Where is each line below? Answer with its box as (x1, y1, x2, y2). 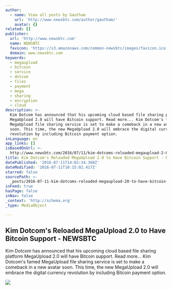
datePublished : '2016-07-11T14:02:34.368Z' (5, 160, 100, 165)
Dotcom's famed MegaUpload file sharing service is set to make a (5, 259, 145, 265)
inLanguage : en (5, 136, 38, 141)
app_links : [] (5, 141, 36, 146)
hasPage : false (5, 189, 38, 194)
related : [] (5, 27, 31, 32)
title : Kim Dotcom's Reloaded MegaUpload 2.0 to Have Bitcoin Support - (5, 155, 164, 160)
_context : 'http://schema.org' (5, 198, 72, 203)
